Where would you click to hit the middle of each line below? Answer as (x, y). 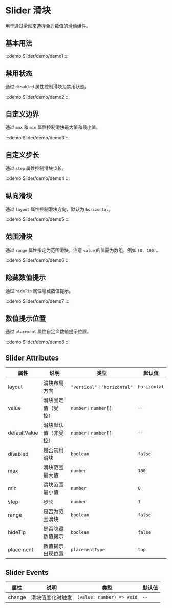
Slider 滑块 (28, 10)
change (17, 597)
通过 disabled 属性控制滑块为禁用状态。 (47, 86)
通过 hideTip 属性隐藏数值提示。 (39, 291)
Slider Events (27, 572)
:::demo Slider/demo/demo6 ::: (38, 260)
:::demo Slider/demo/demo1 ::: (37, 56)
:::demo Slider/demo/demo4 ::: (38, 178)
